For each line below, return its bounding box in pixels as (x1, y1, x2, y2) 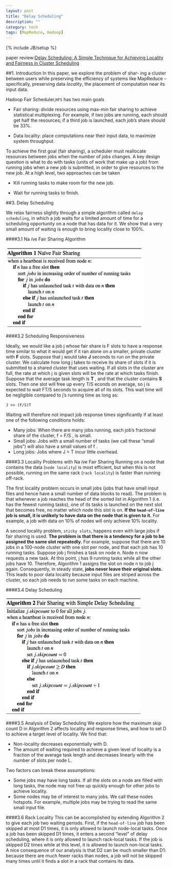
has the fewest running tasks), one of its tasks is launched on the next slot (6, 501, 163, 508)
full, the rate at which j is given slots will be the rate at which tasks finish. (6, 370, 159, 376)
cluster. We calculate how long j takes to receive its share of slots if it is (6, 360, 156, 366)
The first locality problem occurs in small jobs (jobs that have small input (6, 485, 159, 492)
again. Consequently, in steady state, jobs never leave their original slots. (6, 566, 163, 572)
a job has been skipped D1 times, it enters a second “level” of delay (6, 831, 148, 837)
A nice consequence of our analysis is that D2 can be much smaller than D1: (6, 847, 166, 854)
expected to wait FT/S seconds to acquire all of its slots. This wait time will (6, 387, 163, 393)
